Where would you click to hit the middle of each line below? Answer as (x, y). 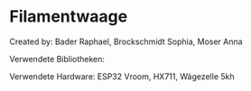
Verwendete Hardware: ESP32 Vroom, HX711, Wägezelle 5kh (122, 76)
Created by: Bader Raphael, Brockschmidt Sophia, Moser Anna (126, 41)
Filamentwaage (69, 17)
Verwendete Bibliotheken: (57, 59)
